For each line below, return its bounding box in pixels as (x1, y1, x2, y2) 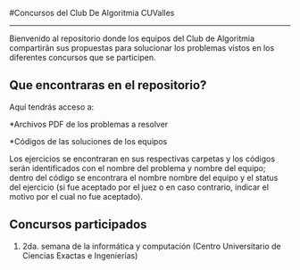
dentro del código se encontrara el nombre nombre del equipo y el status (9, 172, 279, 183)
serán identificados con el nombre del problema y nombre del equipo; (9, 162, 266, 173)
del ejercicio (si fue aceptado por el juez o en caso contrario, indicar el (9, 182, 270, 192)
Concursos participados (9, 217, 147, 233)
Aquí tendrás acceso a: (9, 102, 95, 112)
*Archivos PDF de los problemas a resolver (9, 119, 169, 129)
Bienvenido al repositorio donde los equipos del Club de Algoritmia (9, 33, 254, 44)
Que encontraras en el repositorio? (9, 78, 207, 93)
